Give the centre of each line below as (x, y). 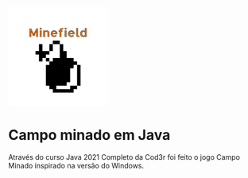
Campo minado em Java (89, 135)
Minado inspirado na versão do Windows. (76, 165)
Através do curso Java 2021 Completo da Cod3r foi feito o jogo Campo (124, 157)
